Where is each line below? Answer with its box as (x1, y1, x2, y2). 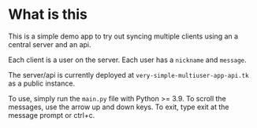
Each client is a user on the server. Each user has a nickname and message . (8, 55, 247, 64)
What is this (8, 5, 88, 24)
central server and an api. (8, 39, 92, 49)
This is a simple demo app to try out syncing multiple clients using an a (8, 31, 239, 41)
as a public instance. (8, 79, 76, 88)
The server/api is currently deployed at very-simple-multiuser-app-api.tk (8, 70, 250, 79)
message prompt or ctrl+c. (8, 110, 95, 119)
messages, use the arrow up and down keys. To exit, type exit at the (8, 102, 230, 112)
